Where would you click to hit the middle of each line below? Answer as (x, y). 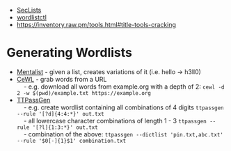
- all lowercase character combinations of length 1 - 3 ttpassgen (115, 121)
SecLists (29, 10)
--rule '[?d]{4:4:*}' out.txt (61, 114)
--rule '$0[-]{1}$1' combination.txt (71, 141)
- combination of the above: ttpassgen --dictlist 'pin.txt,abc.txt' (124, 134)
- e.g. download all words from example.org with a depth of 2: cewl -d (124, 87)
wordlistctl (31, 17)
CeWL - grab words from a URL (62, 79)
